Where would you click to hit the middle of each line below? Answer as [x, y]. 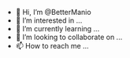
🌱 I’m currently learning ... [58, 29]
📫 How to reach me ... [52, 46]
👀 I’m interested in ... [49, 20]
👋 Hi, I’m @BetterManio [54, 12]
